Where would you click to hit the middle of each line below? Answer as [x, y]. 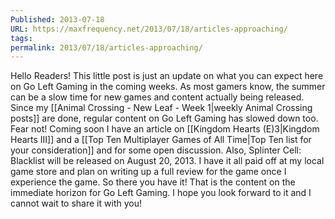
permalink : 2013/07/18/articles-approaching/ [106, 47]
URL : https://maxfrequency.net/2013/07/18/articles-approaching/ [149, 29]
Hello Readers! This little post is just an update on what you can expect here [167, 76]
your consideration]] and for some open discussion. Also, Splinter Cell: [156, 150]
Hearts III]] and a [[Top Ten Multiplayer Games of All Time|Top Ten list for [161, 140]
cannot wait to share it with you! [76, 203]
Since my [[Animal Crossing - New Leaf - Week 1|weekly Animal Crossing [161, 108]
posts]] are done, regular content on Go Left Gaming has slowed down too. [164, 118]
